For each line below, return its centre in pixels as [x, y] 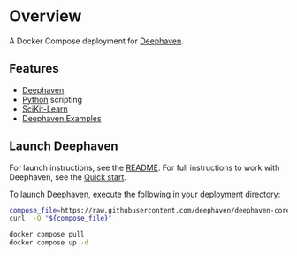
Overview [46, 16]
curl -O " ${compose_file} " [61, 219]
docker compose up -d [49, 243]
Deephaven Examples [61, 118]
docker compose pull [47, 235]
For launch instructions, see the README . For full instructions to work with [145, 167]
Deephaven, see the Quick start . [68, 177]
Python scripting [52, 99]
